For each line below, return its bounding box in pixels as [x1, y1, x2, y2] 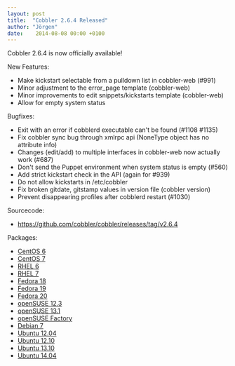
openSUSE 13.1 [17, 306, 61, 316]
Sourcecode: [7, 206, 45, 215]
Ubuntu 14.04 [17, 351, 57, 360]
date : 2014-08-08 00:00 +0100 [7, 29, 105, 37]
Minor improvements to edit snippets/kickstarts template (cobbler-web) [17, 91, 224, 100]
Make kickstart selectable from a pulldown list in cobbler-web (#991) [17, 76, 216, 85]
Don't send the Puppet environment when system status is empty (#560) [17, 163, 228, 172]
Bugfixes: [7, 112, 35, 121]
